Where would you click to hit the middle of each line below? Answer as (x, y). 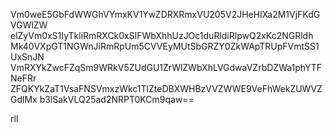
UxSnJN (27, 57)
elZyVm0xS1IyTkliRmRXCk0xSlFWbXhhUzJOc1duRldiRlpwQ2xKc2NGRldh (162, 35)
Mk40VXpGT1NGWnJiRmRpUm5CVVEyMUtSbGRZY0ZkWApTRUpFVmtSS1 (165, 46)
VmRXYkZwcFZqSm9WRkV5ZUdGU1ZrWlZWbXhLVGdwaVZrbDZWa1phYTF (166, 67)
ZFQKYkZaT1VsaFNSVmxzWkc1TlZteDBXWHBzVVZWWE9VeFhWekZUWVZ (166, 88)
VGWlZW (29, 25)
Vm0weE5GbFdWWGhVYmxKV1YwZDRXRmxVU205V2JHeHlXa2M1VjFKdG (165, 14)
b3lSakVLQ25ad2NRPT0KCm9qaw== (117, 99)
